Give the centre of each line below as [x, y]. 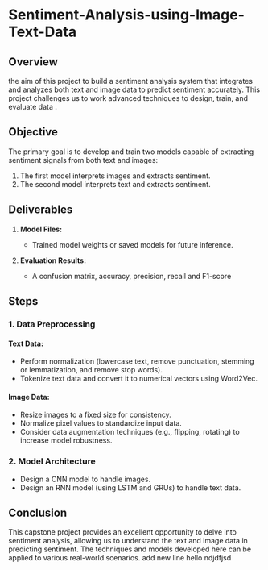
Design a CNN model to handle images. [85, 479]
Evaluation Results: [53, 260]
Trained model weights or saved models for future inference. [132, 244]
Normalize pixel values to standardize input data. [101, 423]
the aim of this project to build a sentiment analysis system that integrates [131, 81]
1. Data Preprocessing [52, 324]
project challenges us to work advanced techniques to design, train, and [128, 98]
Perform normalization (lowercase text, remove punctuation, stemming [137, 361]
